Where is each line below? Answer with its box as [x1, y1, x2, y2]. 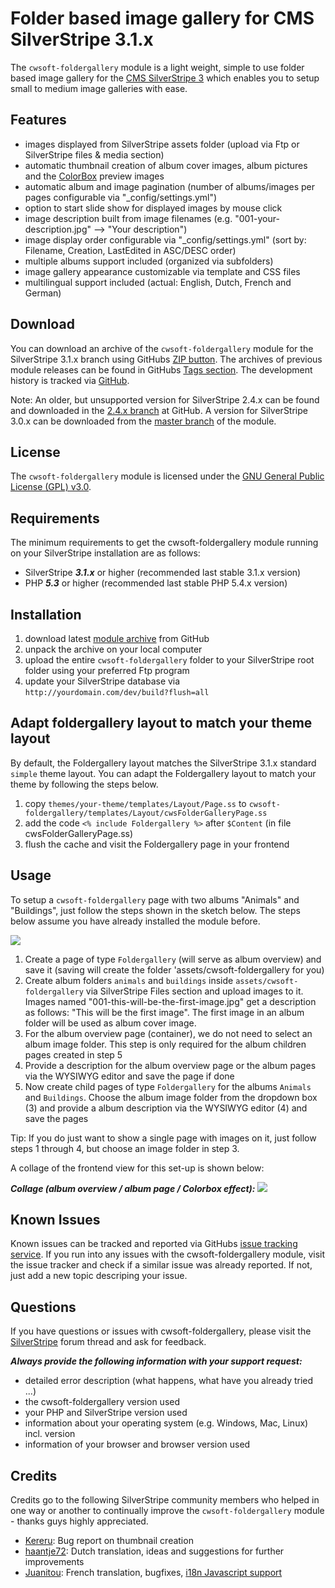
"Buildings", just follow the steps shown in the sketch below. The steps [10, 904, 301, 916]
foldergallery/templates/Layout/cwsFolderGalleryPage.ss [24, 808, 268, 818]
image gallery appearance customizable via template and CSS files [24, 265, 301, 277]
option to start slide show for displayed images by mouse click [24, 202, 283, 214]
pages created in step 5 [24, 1048, 123, 1061]
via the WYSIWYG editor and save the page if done [24, 1070, 235, 1082]
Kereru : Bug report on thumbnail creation [24, 1535, 194, 1547]
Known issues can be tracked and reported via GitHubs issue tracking [10, 1238, 298, 1250]
